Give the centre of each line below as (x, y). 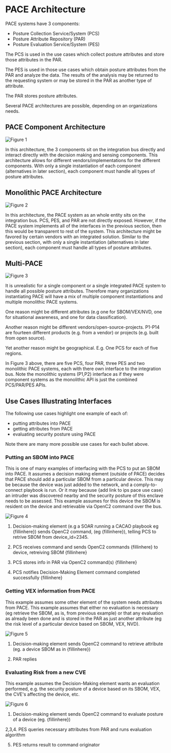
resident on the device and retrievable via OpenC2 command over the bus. (84, 507)
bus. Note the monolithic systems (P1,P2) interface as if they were (75, 374)
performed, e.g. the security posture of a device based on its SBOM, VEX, (83, 689)
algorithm (15, 735)
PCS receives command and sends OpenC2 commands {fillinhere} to (85, 547)
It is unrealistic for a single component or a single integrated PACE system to (86, 286)
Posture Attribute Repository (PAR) (49, 39)
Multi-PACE (24, 264)
